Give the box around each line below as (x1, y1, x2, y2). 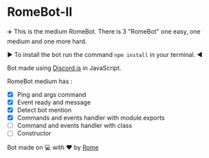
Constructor (16, 129, 51, 137)
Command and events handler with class (16, 122, 132, 130)
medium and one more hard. (7, 37, 87, 45)
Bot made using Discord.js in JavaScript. (7, 63, 122, 72)
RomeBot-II (7, 4, 73, 20)
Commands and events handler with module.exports (16, 114, 165, 122)
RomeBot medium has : (7, 77, 73, 85)
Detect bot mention (16, 106, 72, 114)
